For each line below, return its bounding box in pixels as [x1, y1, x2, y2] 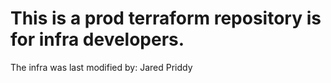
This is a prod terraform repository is [10, 7, 322, 30]
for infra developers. [10, 28, 185, 51]
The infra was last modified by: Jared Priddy [10, 61, 193, 73]
